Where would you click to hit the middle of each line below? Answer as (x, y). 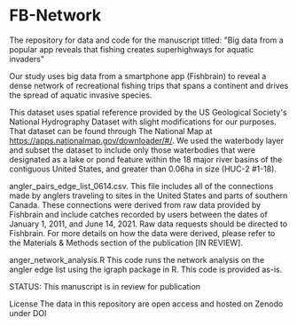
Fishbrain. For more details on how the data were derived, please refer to (142, 233)
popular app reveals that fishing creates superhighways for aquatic (132, 49)
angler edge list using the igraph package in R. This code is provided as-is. (146, 269)
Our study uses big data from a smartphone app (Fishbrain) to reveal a (138, 76)
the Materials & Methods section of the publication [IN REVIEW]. (126, 243)
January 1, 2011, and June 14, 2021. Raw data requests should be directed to (148, 224)
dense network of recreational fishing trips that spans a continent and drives (149, 85)
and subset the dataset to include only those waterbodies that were (133, 150)
